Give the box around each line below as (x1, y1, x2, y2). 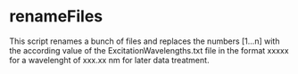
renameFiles (9, 6, 103, 27)
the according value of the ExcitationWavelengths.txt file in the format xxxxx (9, 45, 289, 55)
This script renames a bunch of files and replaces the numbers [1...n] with (9, 36, 280, 46)
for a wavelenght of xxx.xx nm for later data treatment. (9, 54, 210, 65)
